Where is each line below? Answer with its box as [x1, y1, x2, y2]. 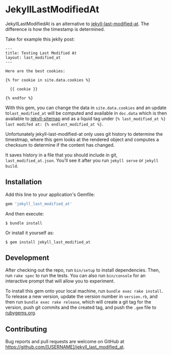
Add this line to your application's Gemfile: [5, 191, 95, 198]
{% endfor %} [5, 95, 33, 101]
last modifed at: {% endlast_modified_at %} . [5, 121, 104, 127]
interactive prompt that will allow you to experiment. [5, 278, 115, 284]
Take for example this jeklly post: [5, 36, 75, 42]
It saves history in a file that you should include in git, [5, 152, 118, 158]
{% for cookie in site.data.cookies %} [5, 77, 91, 83]
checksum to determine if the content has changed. [5, 141, 115, 148]
